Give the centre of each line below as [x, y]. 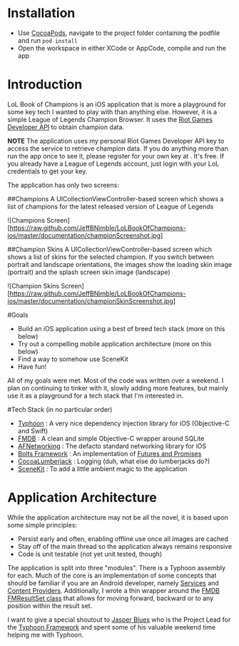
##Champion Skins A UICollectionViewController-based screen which [110, 249]
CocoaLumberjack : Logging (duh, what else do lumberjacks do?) [114, 461]
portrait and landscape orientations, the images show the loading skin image [120, 264]
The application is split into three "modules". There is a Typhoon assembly [117, 567]
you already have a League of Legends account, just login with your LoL [113, 163]
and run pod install [47, 40]
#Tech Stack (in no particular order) [60, 409]
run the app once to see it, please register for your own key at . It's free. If [116, 156]
